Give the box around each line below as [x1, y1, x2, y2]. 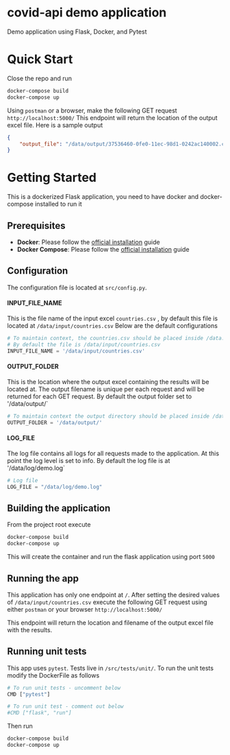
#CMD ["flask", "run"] [7, 710, 72, 717]
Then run [7, 722, 33, 730]
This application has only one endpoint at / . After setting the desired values [7, 590, 220, 599]
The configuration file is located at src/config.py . [7, 283, 147, 291]
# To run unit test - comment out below [7, 703, 125, 710]
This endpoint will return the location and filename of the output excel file [7, 619, 214, 627]
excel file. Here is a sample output [7, 121, 103, 129]
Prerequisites [7, 219, 66, 231]
